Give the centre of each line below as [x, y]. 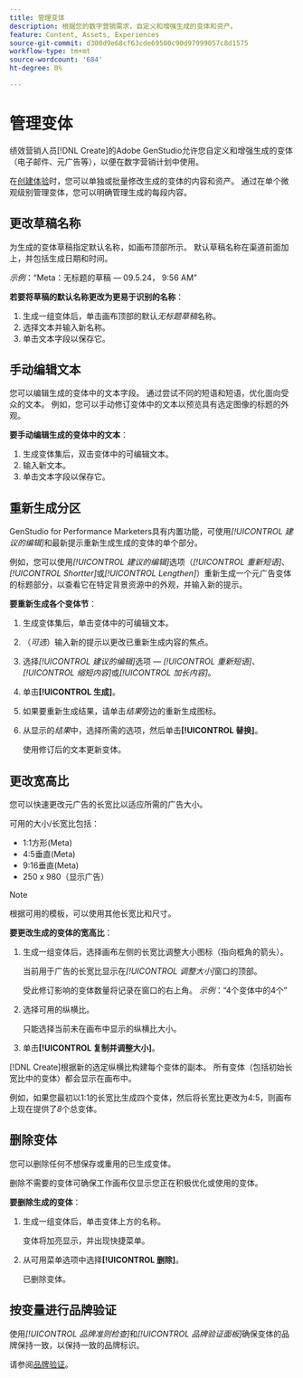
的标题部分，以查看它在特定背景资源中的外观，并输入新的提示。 [128, 585]
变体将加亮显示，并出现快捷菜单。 [86, 1241]
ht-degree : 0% [36, 69]
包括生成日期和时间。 [73, 258]
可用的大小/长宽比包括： [55, 824]
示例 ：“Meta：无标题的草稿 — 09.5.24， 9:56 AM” [103, 278]
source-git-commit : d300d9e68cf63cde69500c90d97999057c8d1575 [129, 43]
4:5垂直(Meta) [49, 854]
